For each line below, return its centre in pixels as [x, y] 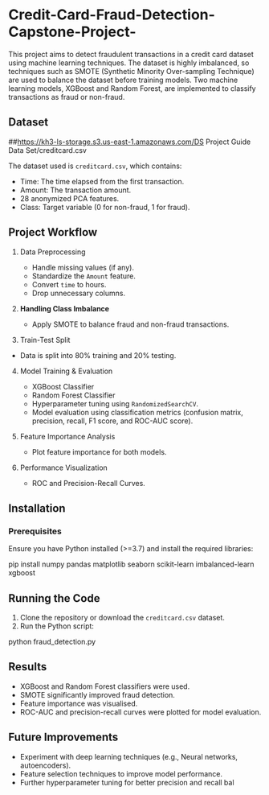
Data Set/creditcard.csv [47, 150]
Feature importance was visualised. [79, 703]
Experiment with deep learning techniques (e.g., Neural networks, [129, 756]
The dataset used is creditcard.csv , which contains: [95, 166]
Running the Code [54, 598]
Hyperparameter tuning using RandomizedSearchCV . [115, 403]
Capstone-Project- [72, 32]
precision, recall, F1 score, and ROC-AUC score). [112, 421]
